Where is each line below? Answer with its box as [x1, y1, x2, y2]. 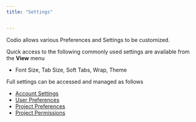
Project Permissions [15, 109, 66, 116]
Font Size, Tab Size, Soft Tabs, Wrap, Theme [15, 66, 127, 73]
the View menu [6, 54, 45, 61]
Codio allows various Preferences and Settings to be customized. [6, 36, 170, 43]
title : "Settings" [6, 8, 53, 15]
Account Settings [15, 89, 59, 97]
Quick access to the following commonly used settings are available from [6, 48, 190, 55]
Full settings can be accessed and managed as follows [6, 78, 144, 85]
